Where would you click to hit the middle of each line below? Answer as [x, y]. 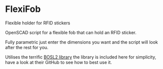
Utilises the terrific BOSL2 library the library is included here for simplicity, [81, 57]
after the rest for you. [27, 47]
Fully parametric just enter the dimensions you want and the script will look [82, 42]
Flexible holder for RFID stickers [38, 23]
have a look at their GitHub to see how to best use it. [59, 62]
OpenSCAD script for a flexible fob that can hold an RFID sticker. [71, 32]
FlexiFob [23, 9]
